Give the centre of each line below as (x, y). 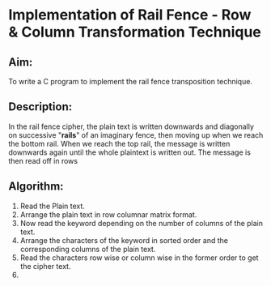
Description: (40, 107)
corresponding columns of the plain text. (88, 249)
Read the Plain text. (52, 206)
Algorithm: (36, 187)
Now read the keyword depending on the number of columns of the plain (142, 223)
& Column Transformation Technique (135, 32)
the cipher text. (45, 266)
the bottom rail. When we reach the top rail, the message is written (119, 143)
